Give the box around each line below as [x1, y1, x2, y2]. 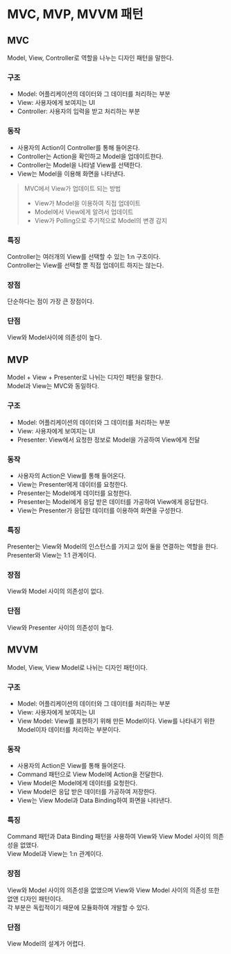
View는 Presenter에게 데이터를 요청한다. [17, 480, 128, 488]
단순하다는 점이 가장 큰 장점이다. [7, 297, 95, 306]
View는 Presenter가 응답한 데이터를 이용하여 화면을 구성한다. [17, 506, 184, 514]
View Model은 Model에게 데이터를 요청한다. [17, 779, 138, 787]
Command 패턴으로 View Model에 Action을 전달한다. [17, 770, 164, 778]
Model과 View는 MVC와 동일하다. [7, 382, 99, 390]
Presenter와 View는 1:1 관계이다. [7, 551, 96, 560]
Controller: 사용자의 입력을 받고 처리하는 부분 [17, 107, 140, 115]
